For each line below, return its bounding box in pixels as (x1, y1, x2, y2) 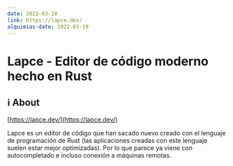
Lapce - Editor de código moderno (7, 53, 209, 69)
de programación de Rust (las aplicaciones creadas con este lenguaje (7, 137, 208, 145)
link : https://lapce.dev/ (7, 17, 82, 24)
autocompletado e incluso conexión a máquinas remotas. (7, 151, 172, 160)
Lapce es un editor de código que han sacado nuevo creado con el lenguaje (7, 129, 226, 137)
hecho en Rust (7, 68, 93, 84)
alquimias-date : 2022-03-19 (7, 23, 89, 30)
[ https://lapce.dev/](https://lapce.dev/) (7, 116, 118, 124)
